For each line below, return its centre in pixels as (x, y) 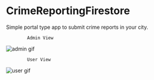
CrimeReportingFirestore (68, 11)
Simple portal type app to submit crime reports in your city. (77, 27)
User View (39, 59)
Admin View (40, 38)
